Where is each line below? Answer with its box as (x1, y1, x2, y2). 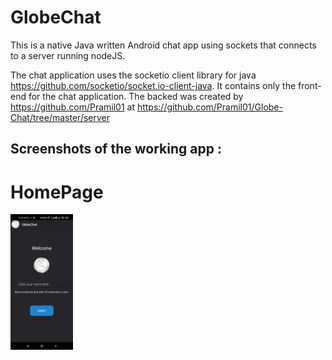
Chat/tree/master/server (10, 111, 111, 123)
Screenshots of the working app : (10, 141, 222, 158)
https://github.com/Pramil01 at (10, 101, 135, 113)
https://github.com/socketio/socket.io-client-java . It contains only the (10, 79, 297, 91)
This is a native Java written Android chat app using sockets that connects (10, 39, 317, 51)
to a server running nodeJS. (10, 49, 126, 61)
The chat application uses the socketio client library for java (10, 69, 257, 81)
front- (298, 79, 322, 91)
